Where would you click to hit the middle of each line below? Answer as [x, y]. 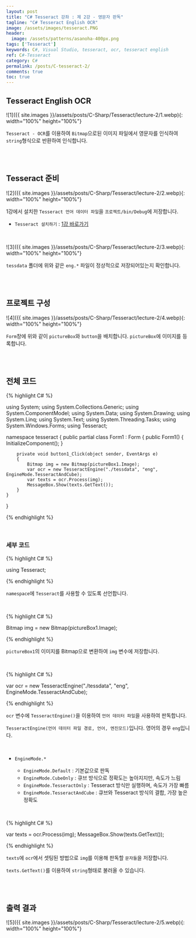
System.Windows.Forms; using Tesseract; [57, 426]
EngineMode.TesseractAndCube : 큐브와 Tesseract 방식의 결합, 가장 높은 [105, 792]
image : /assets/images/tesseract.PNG [52, 28]
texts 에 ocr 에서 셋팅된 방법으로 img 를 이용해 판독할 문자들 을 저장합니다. [87, 858]
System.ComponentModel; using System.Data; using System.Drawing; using [98, 413]
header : [16, 33]
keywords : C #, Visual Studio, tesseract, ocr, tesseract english [87, 50]
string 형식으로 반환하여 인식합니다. [47, 140]
